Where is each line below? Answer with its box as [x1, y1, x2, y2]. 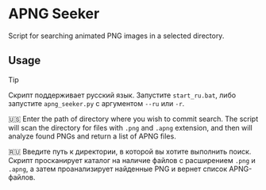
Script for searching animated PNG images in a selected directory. [8, 31, 225, 40]
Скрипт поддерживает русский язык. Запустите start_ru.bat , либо [8, 90, 237, 100]
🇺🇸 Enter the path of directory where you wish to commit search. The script [8, 114, 259, 123]
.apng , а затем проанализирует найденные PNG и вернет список [8, 164, 228, 173]
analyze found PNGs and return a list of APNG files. [8, 131, 176, 141]
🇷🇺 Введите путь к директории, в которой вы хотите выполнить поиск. [8, 146, 252, 156]
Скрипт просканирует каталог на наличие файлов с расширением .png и [8, 155, 256, 165]
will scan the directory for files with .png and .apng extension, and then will [8, 123, 253, 132]
